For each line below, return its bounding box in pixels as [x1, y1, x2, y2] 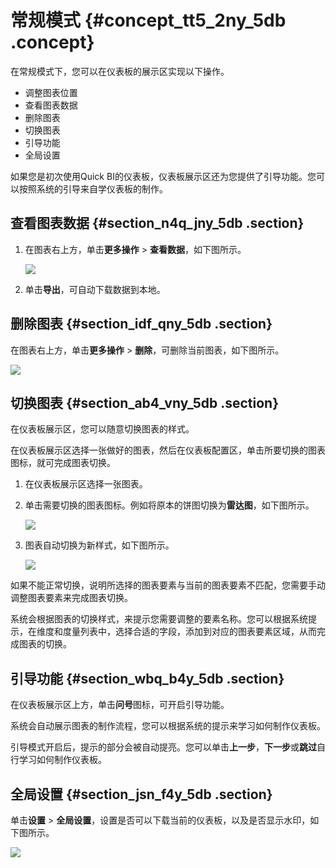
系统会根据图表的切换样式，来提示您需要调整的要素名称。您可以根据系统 [10, 613, 308, 625]
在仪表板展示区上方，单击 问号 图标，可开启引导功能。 [10, 699, 230, 711]
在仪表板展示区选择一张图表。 [24, 478, 148, 490]
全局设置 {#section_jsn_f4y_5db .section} [10, 786, 273, 803]
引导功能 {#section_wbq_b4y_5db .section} [10, 670, 285, 687]
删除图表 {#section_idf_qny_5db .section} [10, 316, 273, 333]
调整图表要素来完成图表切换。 [10, 592, 133, 604]
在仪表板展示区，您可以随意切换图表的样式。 [10, 423, 195, 435]
